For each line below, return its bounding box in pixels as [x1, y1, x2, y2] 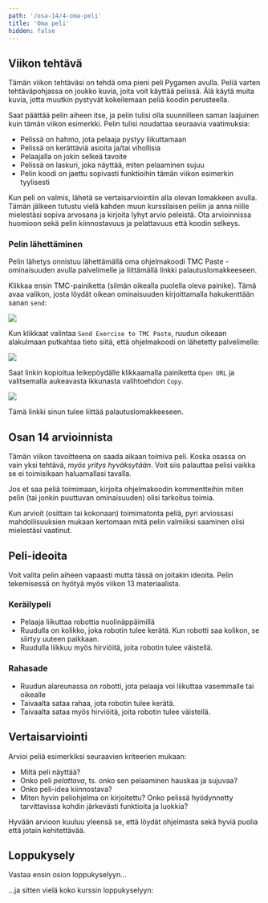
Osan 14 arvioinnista [8, 430, 113, 444]
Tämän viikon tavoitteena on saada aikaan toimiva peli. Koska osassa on [8, 452, 246, 462]
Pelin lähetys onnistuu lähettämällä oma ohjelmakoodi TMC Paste [8, 257, 224, 266]
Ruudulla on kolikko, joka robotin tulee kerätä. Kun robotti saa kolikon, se [19, 626, 260, 635]
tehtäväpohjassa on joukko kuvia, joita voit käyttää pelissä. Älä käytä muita [8, 86, 255, 96]
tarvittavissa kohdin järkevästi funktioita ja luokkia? [19, 801, 189, 811]
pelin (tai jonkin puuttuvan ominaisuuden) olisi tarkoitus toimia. [8, 493, 215, 503]
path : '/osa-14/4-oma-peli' [8, 11, 103, 20]
